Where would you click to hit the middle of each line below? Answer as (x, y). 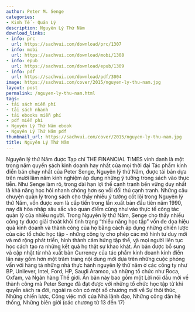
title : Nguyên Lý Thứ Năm (37, 142)
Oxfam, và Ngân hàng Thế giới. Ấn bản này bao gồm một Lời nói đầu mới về (97, 277)
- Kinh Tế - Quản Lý (31, 22)
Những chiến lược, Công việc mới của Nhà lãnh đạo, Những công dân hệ (93, 296)
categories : (20, 17)
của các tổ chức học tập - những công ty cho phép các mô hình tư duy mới (97, 234)
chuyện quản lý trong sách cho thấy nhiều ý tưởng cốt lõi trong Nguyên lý (95, 196)
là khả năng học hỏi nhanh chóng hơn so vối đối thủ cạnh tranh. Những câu (97, 190)
